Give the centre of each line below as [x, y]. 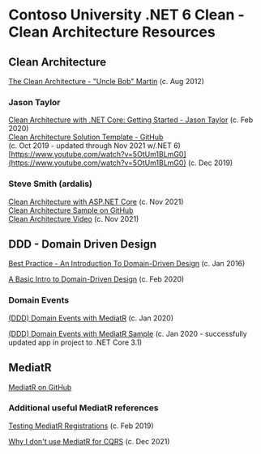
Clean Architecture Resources [112, 32]
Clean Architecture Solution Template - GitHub [86, 137]
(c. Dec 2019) [210, 163]
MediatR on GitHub [40, 387]
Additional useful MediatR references [83, 408]
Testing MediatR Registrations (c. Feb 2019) [81, 426]
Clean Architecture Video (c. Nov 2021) [74, 219]
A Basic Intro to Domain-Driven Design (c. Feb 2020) [96, 279]
